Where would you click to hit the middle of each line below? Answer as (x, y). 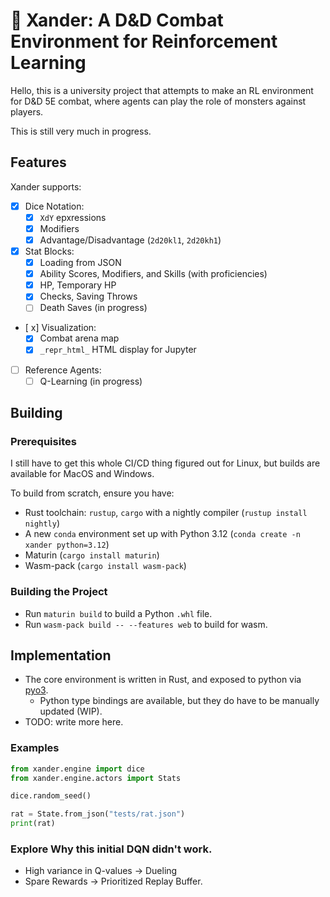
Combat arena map (79, 338)
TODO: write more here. (74, 722)
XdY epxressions (73, 217)
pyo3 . (36, 690)
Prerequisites (43, 441)
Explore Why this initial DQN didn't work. (111, 849)
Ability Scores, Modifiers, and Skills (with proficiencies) (153, 274)
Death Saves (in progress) (93, 308)
